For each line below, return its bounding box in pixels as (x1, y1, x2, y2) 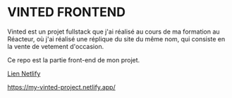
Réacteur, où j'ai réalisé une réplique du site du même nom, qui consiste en (7, 34, 226, 43)
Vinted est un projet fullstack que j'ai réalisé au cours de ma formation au (7, 27, 220, 36)
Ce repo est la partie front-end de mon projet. (7, 55, 140, 64)
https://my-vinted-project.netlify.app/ (7, 83, 116, 91)
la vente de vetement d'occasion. (7, 42, 104, 50)
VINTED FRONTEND (7, 4, 126, 20)
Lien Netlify (7, 69, 41, 78)
